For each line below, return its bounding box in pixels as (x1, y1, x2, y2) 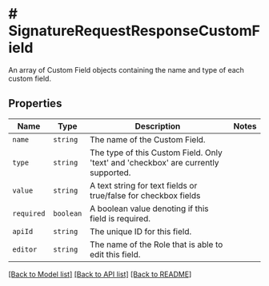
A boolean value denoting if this (89, 203, 210, 214)
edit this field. (89, 248, 141, 260)
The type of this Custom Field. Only (89, 147, 223, 158)
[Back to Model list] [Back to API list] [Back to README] (8, 269, 192, 279)
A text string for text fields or (89, 180, 198, 191)
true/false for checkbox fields (89, 189, 201, 201)
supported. (89, 167, 131, 178)
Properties (8, 97, 62, 110)
